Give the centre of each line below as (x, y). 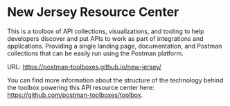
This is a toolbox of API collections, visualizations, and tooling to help (106, 31)
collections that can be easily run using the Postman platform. (95, 53)
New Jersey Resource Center (93, 12)
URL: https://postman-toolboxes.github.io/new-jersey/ (84, 67)
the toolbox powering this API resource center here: (81, 87)
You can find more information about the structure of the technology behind (115, 80)
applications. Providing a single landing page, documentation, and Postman (115, 46)
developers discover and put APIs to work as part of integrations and (105, 38)
